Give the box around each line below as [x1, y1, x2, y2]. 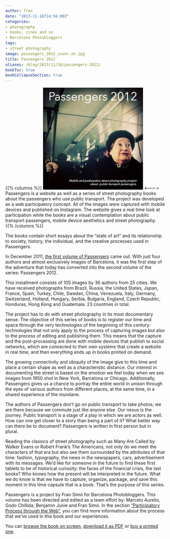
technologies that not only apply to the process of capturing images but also [5, 327, 165, 333]
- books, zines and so [5, 30, 53, 35]
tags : [5, 41, 17, 46]
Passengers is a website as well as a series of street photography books [5, 190, 156, 196]
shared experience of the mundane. [5, 392, 80, 398]
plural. [5, 428, 19, 434]
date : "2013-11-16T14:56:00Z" [5, 13, 70, 19]
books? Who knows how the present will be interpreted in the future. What [5, 471, 161, 477]
